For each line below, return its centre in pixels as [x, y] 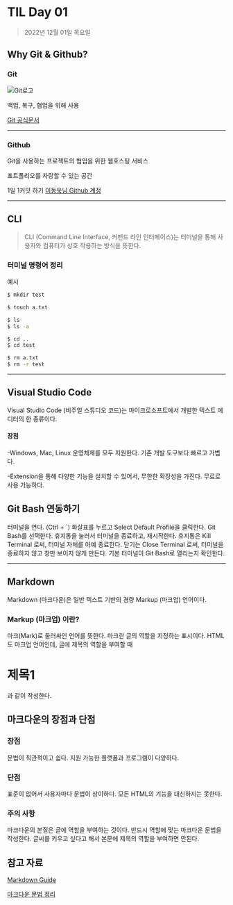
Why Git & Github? [48, 55]
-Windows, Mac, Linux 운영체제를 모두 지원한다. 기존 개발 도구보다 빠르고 [107, 453]
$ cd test [21, 345]
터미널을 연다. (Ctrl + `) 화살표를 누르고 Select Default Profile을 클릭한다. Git [112, 527]
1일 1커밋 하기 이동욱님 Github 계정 [54, 190]
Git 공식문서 [23, 120]
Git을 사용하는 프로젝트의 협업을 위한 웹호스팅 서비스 [78, 161]
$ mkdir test [26, 295]
